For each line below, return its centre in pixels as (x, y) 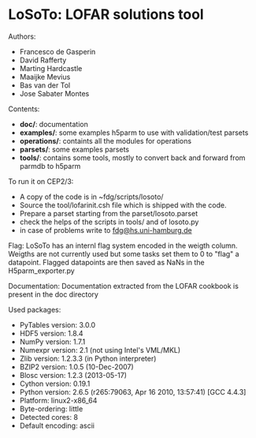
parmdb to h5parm (50, 166)
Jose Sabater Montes (54, 93)
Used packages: (35, 309)
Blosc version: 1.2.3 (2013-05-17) (73, 375)
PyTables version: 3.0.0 (58, 324)
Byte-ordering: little (51, 409)
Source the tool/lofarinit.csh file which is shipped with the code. (123, 205)
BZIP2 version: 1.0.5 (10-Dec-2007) (76, 367)
